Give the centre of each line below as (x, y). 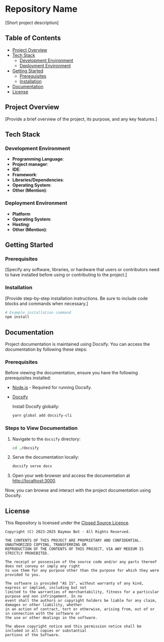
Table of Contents (33, 38)
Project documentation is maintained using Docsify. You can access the (78, 344)
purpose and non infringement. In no (44, 596)
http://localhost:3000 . (34, 481)
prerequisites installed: (28, 378)
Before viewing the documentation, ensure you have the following (72, 373)
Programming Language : (38, 159)
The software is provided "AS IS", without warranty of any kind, (74, 584)
